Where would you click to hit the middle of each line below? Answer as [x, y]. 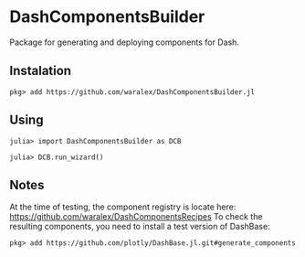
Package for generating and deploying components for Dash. [125, 42]
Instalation [40, 71]
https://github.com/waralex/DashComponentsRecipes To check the [136, 217]
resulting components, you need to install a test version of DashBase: [140, 227]
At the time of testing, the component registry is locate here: [123, 207]
